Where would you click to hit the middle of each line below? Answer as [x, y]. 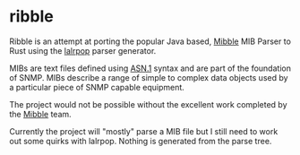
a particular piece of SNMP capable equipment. [97, 87]
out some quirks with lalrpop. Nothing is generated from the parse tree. [141, 141]
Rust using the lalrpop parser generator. [83, 50]
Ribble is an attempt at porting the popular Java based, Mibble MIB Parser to [150, 41]
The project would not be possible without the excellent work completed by [149, 104]
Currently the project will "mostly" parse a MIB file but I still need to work [144, 131]
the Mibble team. [40, 114]
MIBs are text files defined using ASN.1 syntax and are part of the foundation [150, 68]
